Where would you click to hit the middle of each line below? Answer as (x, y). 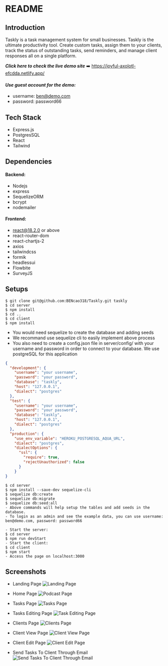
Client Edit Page (29, 643)
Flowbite (21, 268)
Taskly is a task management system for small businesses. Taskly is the (79, 40)
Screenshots (26, 572)
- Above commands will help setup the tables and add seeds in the (78, 507)
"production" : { (27, 434)
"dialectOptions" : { (36, 448)
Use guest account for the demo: (41, 85)
